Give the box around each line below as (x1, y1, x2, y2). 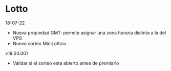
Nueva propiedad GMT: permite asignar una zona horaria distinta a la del (12, 29, 166, 35)
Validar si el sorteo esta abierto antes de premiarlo (12, 60, 119, 66)
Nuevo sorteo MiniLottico (12, 40, 67, 46)
